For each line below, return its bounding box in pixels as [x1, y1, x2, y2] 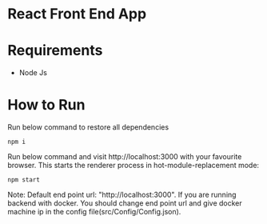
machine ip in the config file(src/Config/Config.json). [7, 207, 181, 217]
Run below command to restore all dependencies [7, 122, 169, 132]
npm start [7, 176, 41, 184]
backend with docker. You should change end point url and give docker [7, 198, 243, 208]
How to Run [7, 96, 86, 114]
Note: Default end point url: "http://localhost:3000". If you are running [7, 190, 237, 200]
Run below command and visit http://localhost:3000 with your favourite [7, 152, 242, 162]
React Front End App [7, 5, 147, 23]
